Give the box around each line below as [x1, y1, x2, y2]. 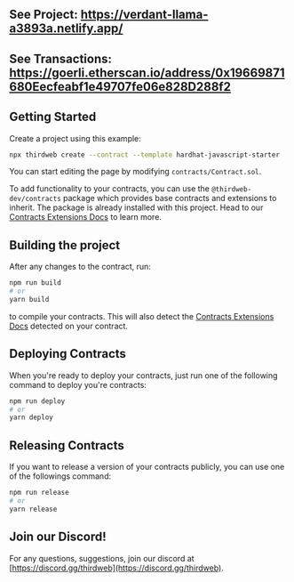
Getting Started [9, 109, 97, 125]
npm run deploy [9, 396, 66, 406]
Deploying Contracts [9, 346, 127, 361]
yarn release [9, 505, 58, 513]
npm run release [9, 489, 69, 497]
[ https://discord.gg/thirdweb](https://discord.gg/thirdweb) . [9, 562, 225, 573]
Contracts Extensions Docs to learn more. [9, 212, 163, 222]
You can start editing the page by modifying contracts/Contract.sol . [9, 166, 262, 177]
